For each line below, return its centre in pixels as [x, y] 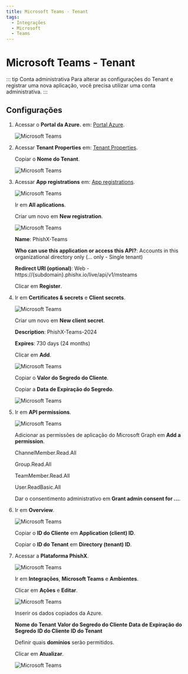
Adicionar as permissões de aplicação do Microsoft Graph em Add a [98, 435]
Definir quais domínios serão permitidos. [65, 642]
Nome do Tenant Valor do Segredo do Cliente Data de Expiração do [98, 624]
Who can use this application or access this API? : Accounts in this [96, 250]
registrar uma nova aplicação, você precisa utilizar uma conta [81, 86]
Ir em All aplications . [40, 205]
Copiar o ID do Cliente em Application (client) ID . [75, 533]
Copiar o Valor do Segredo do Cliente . [62, 377]
